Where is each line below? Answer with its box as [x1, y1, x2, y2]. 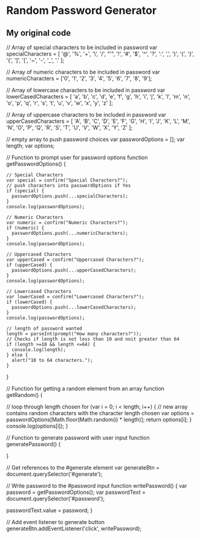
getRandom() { [6, 392, 43, 398]
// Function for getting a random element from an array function [6, 385, 165, 392]
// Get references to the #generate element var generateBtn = [6, 464, 160, 471]
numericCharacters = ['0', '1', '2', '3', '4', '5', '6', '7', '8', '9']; [6, 75, 152, 82]
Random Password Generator [6, 4, 157, 18]
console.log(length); [11, 347, 66, 353]
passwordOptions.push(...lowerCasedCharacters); [11, 304, 137, 310]
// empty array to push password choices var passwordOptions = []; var [6, 136, 185, 143]
